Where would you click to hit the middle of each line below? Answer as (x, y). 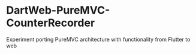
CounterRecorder (51, 23)
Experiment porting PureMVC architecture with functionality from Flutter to (98, 39)
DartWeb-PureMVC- (58, 10)
